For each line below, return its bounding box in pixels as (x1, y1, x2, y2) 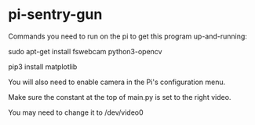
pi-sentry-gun (8, 6, 103, 24)
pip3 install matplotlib (8, 61, 78, 72)
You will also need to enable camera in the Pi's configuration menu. (8, 77, 226, 86)
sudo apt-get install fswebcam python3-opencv (8, 46, 162, 56)
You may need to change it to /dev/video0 (8, 108, 144, 117)
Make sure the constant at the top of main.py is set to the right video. (8, 92, 231, 101)
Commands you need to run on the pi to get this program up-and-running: (8, 31, 247, 41)
